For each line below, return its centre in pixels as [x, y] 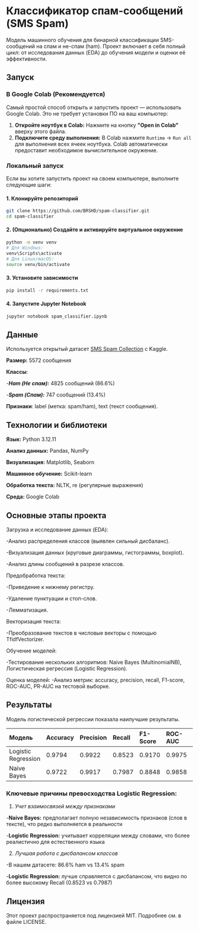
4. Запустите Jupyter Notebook [46, 304]
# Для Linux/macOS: [30, 259]
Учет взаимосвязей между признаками [65, 807]
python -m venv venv [32, 242]
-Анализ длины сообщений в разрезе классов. [65, 564]
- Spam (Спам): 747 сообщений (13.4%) [56, 395]
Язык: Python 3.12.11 [31, 439]
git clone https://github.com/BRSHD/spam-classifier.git [78, 211]
